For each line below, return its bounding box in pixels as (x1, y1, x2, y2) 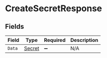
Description (70, 37, 99, 43)
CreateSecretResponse (5, 3, 102, 14)
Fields (5, 22, 25, 31)
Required (44, 37, 66, 43)
